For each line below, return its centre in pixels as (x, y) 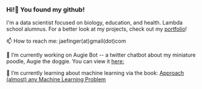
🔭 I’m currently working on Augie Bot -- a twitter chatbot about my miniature (101, 55)
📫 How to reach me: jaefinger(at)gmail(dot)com (66, 41)
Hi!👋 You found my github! (46, 10)
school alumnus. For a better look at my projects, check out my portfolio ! (97, 29)
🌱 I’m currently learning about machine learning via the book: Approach (95, 73)
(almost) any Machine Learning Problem (56, 79)
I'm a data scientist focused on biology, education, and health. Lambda (95, 23)
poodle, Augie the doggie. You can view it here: (65, 61)
